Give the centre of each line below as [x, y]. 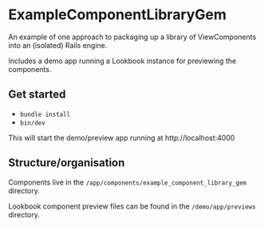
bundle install [45, 114]
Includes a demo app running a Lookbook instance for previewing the [122, 61]
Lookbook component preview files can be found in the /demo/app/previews [132, 206]
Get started [37, 95]
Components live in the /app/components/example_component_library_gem [128, 182]
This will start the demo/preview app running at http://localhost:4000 [122, 137]
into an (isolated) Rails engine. [58, 45]
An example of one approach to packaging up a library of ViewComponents [132, 37]
